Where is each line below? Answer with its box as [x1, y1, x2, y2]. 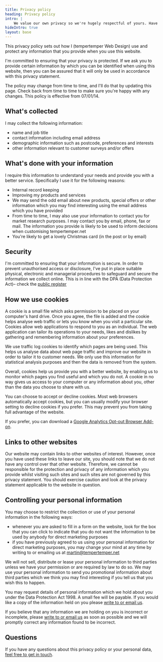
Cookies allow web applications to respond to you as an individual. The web [5, 324, 157, 330]
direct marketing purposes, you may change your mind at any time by [12, 544, 152, 550]
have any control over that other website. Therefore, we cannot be [5, 461, 138, 467]
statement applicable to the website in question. [5, 482, 101, 488]
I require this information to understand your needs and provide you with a [5, 172, 154, 178]
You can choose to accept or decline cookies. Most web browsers [5, 393, 138, 400]
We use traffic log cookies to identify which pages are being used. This [5, 344, 147, 350]
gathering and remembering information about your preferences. [5, 334, 135, 340]
